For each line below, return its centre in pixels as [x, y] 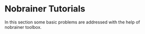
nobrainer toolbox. [23, 27]
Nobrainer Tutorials [45, 9]
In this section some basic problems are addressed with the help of [72, 22]
